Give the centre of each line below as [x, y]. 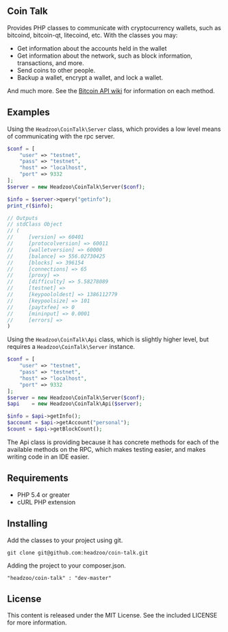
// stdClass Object [35, 224]
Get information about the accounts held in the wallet [92, 48]
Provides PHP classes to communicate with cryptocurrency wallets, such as [114, 27]
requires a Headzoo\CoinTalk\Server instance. [71, 347]
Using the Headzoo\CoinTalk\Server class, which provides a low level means [114, 129]
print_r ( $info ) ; [30, 206]
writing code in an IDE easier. [48, 457]
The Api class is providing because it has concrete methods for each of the [113, 442]
